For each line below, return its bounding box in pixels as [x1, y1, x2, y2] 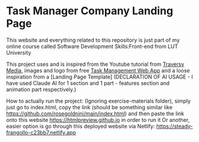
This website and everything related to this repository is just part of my [6, 36, 180, 43]
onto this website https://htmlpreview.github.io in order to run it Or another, [6, 116, 190, 123]
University [6, 49, 32, 56]
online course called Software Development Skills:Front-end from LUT [6, 43, 179, 50]
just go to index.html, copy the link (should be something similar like [6, 103, 173, 111]
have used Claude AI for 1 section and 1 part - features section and [6, 79, 170, 87]
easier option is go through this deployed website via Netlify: [6, 122, 155, 130]
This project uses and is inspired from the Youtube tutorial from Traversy [6, 61, 185, 68]
